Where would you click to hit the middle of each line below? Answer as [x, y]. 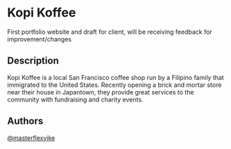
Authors [25, 121]
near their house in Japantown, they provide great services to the [101, 92]
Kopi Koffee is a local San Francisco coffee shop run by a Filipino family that [115, 77]
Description [33, 61]
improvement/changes [40, 39]
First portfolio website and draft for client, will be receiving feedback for [110, 32]
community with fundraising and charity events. [75, 99]
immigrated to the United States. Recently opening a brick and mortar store [114, 85]
